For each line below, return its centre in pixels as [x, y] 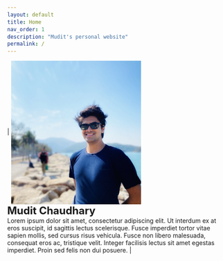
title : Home [24, 22]
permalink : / [26, 44]
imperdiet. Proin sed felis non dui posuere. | [69, 250]
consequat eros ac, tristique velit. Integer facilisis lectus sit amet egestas [111, 242]
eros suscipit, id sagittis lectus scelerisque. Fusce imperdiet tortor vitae [109, 228]
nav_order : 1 [26, 29]
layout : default [30, 15]
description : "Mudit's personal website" [68, 37]
